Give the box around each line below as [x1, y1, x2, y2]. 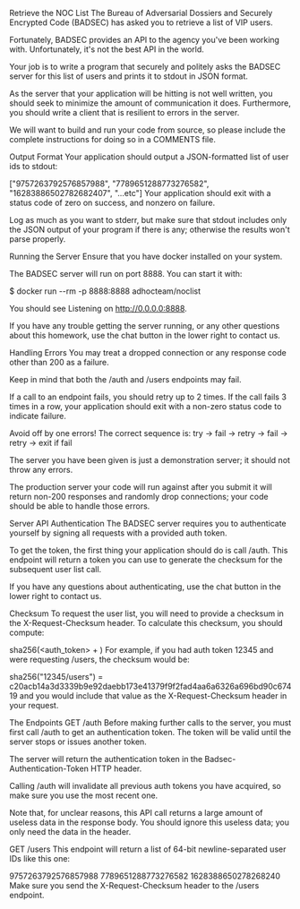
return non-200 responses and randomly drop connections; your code [9, 492, 269, 502]
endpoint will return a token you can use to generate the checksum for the [9, 554, 284, 565]
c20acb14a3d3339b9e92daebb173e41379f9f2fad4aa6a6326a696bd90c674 [9, 681, 292, 691]
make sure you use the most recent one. [9, 790, 159, 801]
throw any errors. [9, 465, 73, 475]
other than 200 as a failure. [9, 357, 109, 367]
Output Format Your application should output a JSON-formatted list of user [9, 151, 289, 162]
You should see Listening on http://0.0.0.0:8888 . [9, 304, 188, 313]
